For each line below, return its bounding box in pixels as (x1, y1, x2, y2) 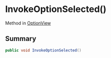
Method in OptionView (5, 20, 51, 26)
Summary (5, 34, 36, 43)
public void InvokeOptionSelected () (5, 47, 81, 53)
